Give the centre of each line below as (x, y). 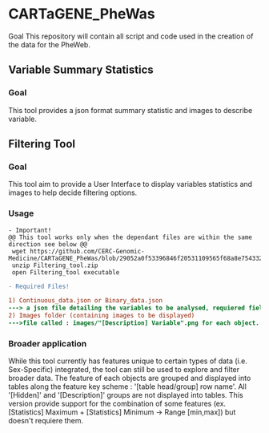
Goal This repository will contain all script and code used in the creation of (131, 36)
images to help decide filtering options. (73, 192)
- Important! (30, 230)
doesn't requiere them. (46, 421)
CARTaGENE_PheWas (82, 14)
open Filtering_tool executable (66, 272)
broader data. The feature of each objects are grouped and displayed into (130, 378)
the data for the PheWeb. (49, 44)
